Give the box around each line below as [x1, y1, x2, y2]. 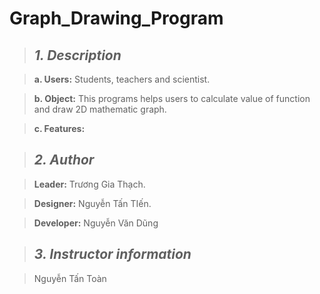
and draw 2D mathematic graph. [33, 103, 167, 115]
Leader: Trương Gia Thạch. [33, 178, 146, 190]
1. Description [33, 47, 122, 64]
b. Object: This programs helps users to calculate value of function [33, 93, 311, 104]
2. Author [33, 152, 95, 169]
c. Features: [33, 123, 86, 134]
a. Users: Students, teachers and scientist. [33, 73, 211, 85]
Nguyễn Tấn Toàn [33, 272, 107, 284]
